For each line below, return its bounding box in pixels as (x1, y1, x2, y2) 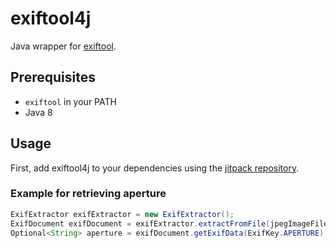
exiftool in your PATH (24, 95, 117, 107)
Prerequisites (10, 69, 96, 86)
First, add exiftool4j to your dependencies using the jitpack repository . (10, 162, 300, 174)
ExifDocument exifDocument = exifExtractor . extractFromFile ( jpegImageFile (10, 218, 329, 229)
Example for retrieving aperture (10, 187, 167, 201)
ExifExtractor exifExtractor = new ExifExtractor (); (10, 209, 235, 219)
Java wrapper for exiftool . (10, 40, 117, 52)
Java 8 (24, 106, 53, 118)
